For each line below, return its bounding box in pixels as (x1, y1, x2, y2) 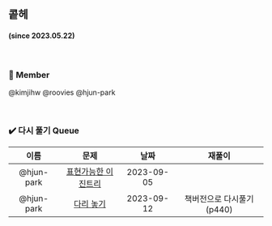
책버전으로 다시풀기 (184, 194, 254, 205)
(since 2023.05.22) (8, 31, 75, 41)
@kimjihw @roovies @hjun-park (8, 87, 116, 97)
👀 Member (8, 69, 50, 80)
